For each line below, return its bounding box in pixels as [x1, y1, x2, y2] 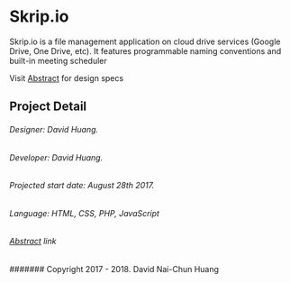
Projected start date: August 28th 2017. [9, 180, 155, 191]
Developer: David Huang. [9, 151, 104, 163]
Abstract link [9, 236, 57, 247]
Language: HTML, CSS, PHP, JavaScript [9, 207, 160, 218]
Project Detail [9, 99, 87, 114]
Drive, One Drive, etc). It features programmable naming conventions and [9, 45, 282, 56]
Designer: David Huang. [9, 123, 99, 134]
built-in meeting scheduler [9, 55, 108, 66]
